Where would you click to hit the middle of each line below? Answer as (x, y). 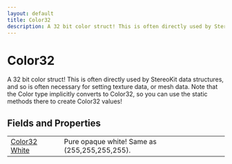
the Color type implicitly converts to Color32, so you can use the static (108, 94)
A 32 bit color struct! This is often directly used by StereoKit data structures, (116, 79)
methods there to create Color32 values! (65, 101)
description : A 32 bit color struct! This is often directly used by (109, 26)
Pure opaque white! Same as (110, 142)
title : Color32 (29, 20)
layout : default (30, 13)
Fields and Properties (54, 123)
